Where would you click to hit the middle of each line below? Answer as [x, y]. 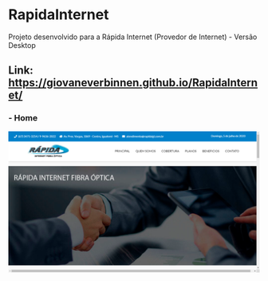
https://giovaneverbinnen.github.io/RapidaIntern [133, 83]
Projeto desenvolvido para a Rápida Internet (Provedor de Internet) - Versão [133, 37]
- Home [23, 118]
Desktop [22, 45]
